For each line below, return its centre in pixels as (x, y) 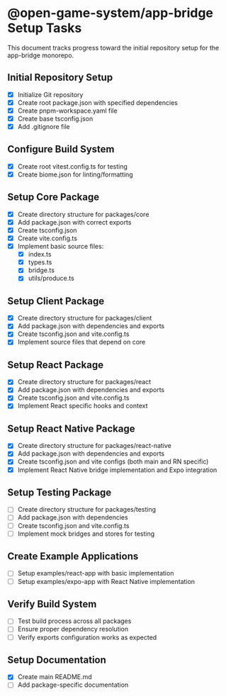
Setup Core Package (53, 197)
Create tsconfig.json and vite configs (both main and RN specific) (113, 461)
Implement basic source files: (61, 247)
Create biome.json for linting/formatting (75, 174)
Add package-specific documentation (73, 685)
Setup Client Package (56, 301)
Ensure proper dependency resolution (73, 629)
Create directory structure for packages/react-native (95, 446)
